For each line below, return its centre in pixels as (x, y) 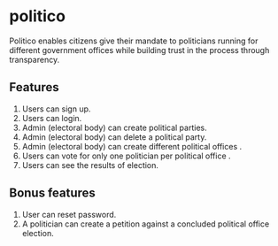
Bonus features (52, 193)
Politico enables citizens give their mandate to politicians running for (134, 41)
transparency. (35, 59)
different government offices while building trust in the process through (139, 50)
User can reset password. (69, 214)
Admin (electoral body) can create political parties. (114, 127)
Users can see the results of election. (90, 165)
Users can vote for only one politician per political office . (127, 156)
